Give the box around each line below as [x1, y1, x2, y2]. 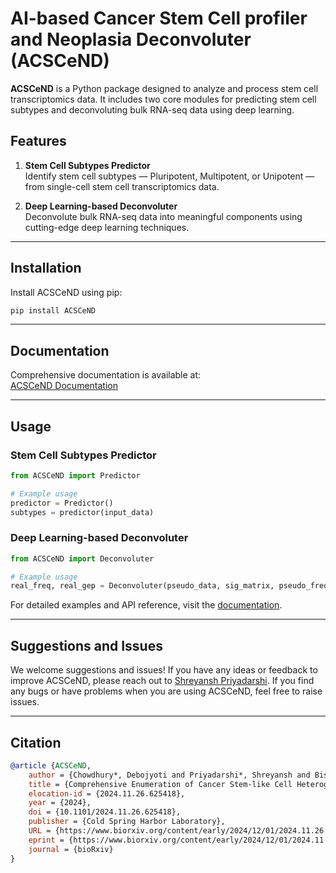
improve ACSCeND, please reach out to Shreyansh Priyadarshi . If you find [10, 675, 315, 687]
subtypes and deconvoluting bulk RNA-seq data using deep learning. [10, 103, 295, 116]
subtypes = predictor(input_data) [10, 507, 155, 517]
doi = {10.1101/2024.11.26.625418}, [28, 807, 182, 817]
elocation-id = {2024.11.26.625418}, [28, 788, 186, 799]
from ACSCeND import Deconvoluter [10, 553, 155, 564]
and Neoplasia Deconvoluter [10, 28, 252, 51]
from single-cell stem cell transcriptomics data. [24, 180, 220, 192]
